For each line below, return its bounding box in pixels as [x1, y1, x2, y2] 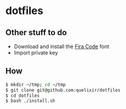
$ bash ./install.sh [5, 98, 56, 104]
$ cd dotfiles [5, 93, 40, 98]
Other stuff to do [5, 28, 67, 38]
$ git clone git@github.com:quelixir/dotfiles [5, 87, 121, 93]
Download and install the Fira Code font [13, 43, 110, 50]
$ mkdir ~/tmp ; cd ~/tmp [5, 81, 66, 87]
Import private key [13, 49, 58, 56]
